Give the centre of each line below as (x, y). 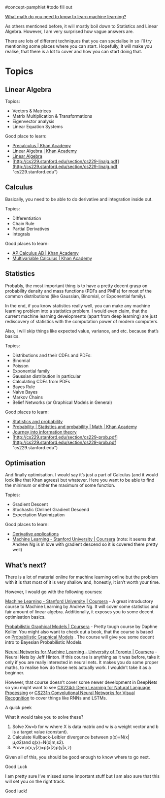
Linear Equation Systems (37, 127)
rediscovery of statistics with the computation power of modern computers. (82, 321)
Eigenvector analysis (33, 121)
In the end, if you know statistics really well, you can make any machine (78, 305)
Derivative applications (35, 534)
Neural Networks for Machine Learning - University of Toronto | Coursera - (81, 652)
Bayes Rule (24, 387)
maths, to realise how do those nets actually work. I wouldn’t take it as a (78, 667)
